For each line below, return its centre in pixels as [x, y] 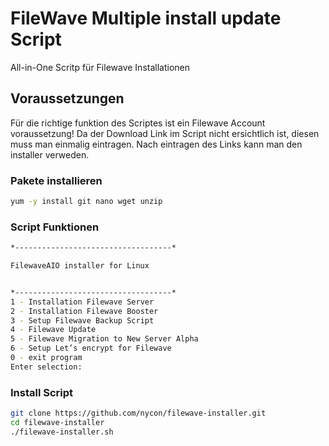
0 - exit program [46, 358]
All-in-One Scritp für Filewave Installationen [100, 67]
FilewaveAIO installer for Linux [80, 266]
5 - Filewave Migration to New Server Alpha [104, 339]
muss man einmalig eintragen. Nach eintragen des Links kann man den [156, 144]
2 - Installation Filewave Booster [84, 311]
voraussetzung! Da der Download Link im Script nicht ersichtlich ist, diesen [165, 133]
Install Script [42, 392]
